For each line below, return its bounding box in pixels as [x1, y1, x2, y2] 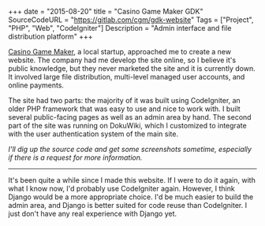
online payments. [8, 80, 65, 90]
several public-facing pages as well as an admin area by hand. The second [8, 113, 252, 121]
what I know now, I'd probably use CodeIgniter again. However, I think [8, 184, 235, 193]
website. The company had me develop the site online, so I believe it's [8, 55, 237, 65]
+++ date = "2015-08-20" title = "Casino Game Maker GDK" [8, 7, 203, 16]
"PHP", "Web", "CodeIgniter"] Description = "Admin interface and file [8, 24, 232, 32]
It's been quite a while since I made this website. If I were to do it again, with [8, 176, 256, 184]
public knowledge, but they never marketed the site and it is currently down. [8, 64, 256, 73]
